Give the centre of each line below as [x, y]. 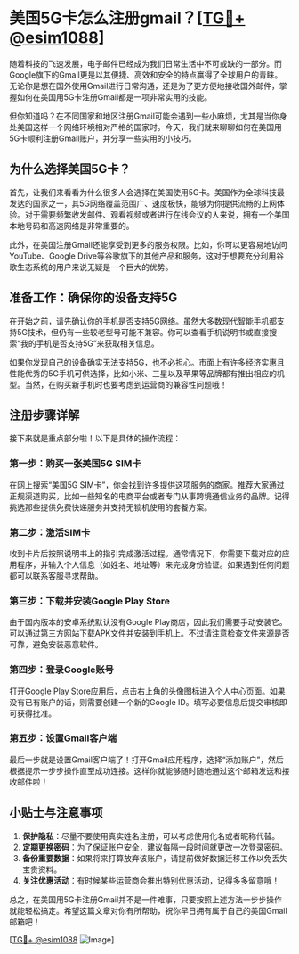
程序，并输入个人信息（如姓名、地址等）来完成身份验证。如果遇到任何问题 [153, 564]
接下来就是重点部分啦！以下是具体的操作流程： [95, 439]
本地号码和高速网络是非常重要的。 [72, 226]
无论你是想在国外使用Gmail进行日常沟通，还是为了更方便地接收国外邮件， [145, 86]
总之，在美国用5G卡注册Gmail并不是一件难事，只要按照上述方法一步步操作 [146, 899]
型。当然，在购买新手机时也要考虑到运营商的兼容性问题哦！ [118, 384]
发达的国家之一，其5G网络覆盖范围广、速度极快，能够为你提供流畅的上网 [143, 203]
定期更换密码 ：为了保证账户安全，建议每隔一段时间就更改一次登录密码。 [154, 847]
